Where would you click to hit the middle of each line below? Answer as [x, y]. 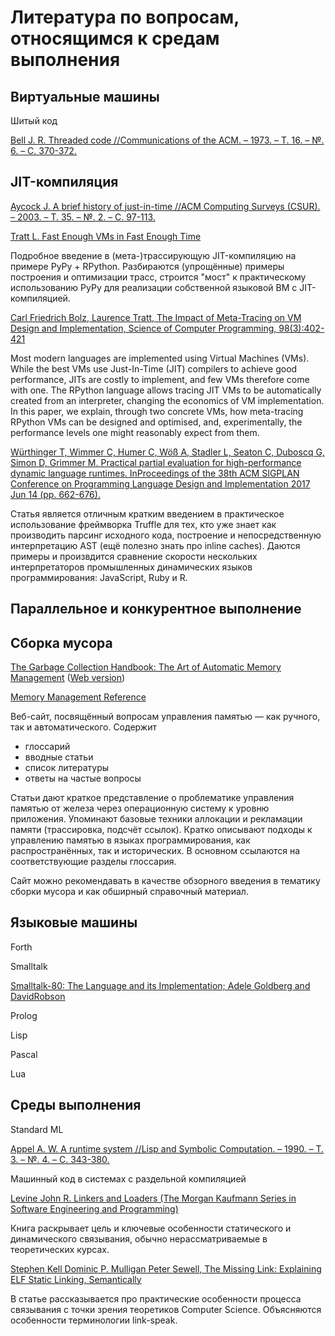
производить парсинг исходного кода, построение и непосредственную [166, 535]
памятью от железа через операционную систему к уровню [140, 808]
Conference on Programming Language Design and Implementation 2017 [160, 483]
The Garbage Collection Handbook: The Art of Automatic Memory [146, 667]
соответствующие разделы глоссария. [93, 862]
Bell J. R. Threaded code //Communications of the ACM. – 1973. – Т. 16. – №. [167, 140]
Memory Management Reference [78, 697]
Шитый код [34, 120]
